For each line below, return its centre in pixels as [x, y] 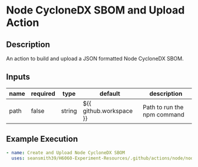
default [110, 93]
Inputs [18, 77]
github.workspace [108, 111]
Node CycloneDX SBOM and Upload [95, 10]
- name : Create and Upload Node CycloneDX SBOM [66, 153]
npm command [163, 114]
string [69, 111]
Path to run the [163, 107]
